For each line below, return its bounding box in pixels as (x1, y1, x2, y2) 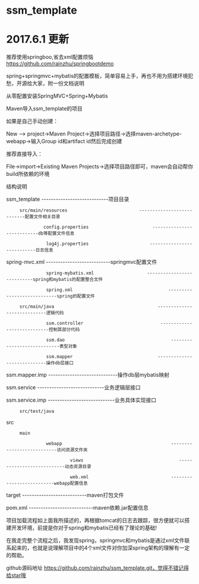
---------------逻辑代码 (6, 310, 64, 316)
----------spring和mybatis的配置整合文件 (6, 277, 103, 283)
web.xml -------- (70, 474, 193, 480)
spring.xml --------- (46, 287, 193, 293)
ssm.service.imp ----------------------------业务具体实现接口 (6, 396, 157, 404)
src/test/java (19, 408, 55, 415)
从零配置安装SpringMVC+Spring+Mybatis (6, 93, 108, 100)
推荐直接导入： (6, 150, 43, 157)
